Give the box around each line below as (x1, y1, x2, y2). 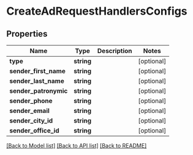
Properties (6, 29, 48, 39)
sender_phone (9, 96, 53, 105)
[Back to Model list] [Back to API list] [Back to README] (6, 142, 147, 149)
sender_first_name (9, 67, 66, 75)
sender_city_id (9, 117, 53, 124)
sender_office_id (9, 126, 59, 135)
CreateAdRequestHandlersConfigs (6, 4, 188, 18)
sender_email (9, 107, 50, 115)
